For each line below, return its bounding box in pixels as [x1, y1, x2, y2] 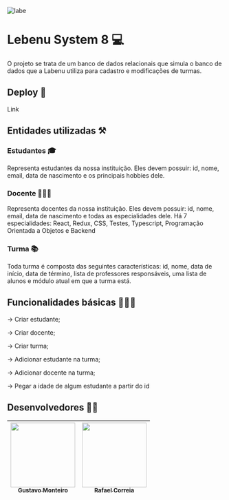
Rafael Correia [94, 486, 135, 494]
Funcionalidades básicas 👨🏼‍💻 [7, 297, 136, 309]
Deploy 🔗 [7, 87, 47, 98]
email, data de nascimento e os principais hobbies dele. [7, 171, 165, 180]
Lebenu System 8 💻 [7, 32, 124, 48]
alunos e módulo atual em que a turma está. [7, 277, 132, 285]
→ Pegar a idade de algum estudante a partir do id [7, 382, 150, 390]
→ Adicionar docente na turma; [7, 368, 96, 377]
